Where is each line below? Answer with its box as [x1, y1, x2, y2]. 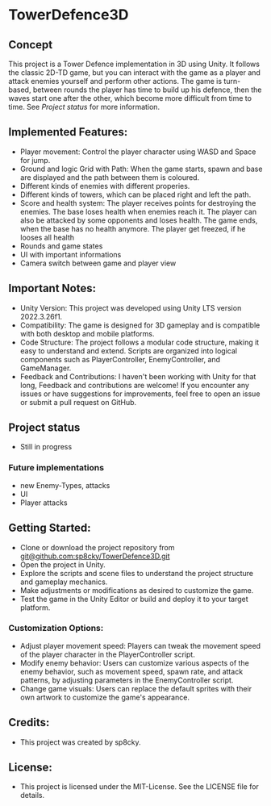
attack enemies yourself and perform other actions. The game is [8, 77, 223, 86]
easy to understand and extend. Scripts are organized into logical [19, 345, 238, 356]
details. [19, 791, 45, 800]
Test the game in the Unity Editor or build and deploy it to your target [19, 594, 248, 603]
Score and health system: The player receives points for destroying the [19, 198, 256, 207]
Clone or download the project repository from [19, 542, 175, 552]
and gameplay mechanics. [19, 577, 108, 587]
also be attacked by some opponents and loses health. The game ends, [19, 215, 258, 225]
